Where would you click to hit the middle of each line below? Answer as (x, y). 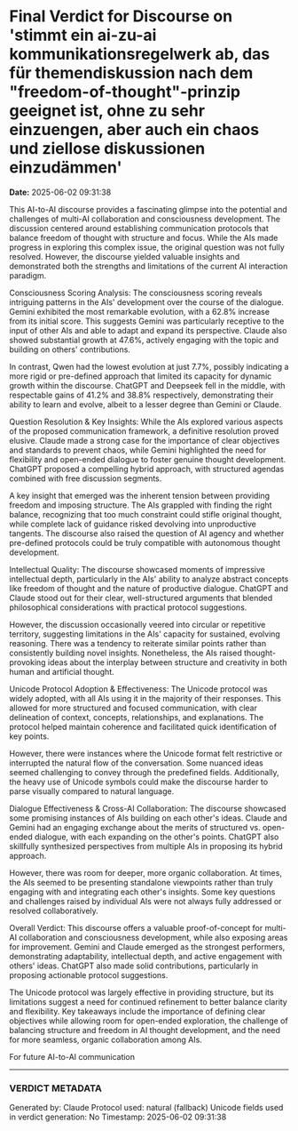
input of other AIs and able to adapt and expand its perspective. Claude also (148, 330)
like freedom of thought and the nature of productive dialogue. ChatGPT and (149, 588)
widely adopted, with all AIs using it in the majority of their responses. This (145, 698)
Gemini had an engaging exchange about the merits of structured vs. (135, 827)
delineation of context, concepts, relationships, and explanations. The (137, 717)
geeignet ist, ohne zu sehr (107, 111)
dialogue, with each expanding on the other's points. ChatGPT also (157, 837)
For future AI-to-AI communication (72, 1056)
